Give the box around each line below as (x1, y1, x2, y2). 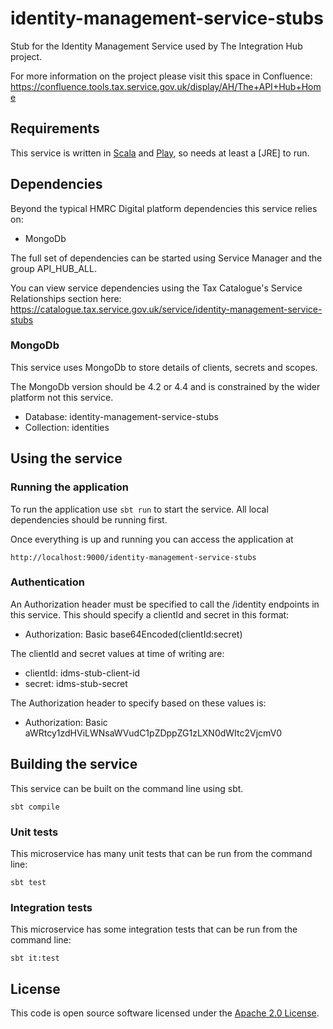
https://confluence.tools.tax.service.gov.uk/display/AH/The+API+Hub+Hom (10, 80, 322, 92)
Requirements (10, 120, 100, 137)
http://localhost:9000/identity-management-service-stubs (10, 552, 257, 562)
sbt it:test (10, 953, 60, 964)
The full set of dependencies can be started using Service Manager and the (10, 252, 323, 264)
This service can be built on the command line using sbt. (10, 782, 244, 794)
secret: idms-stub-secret (24, 677, 128, 689)
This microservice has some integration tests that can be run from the (10, 923, 298, 936)
